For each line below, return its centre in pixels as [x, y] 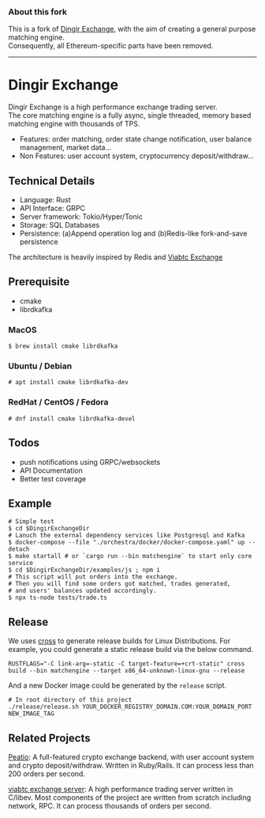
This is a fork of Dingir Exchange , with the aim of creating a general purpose [132, 29]
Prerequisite [39, 282]
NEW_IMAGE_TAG [32, 714]
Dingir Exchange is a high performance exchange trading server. [113, 107]
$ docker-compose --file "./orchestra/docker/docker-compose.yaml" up [127, 543]
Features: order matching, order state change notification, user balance [136, 139]
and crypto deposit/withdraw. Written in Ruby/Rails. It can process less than [131, 765]
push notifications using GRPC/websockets [90, 462]
